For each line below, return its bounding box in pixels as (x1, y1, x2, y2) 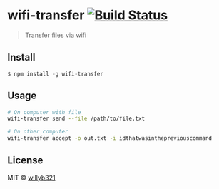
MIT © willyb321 (7, 173, 56, 182)
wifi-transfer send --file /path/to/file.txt (7, 115, 145, 123)
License (7, 154, 44, 167)
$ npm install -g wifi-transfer (7, 70, 103, 78)
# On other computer (7, 128, 69, 136)
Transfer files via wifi (24, 31, 87, 39)
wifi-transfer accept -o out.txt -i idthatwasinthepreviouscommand (7, 135, 213, 142)
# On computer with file (7, 108, 81, 116)
